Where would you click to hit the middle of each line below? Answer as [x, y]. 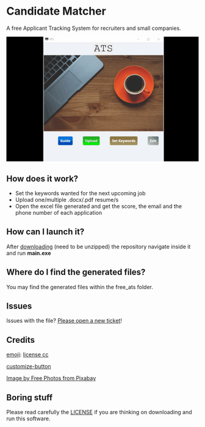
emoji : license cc [27, 354]
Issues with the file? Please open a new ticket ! [64, 321]
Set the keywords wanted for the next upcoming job [80, 193]
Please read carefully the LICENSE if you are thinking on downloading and [99, 412]
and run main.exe [29, 253]
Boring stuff [30, 397]
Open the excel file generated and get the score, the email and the [99, 206]
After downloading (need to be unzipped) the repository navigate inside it [99, 246]
